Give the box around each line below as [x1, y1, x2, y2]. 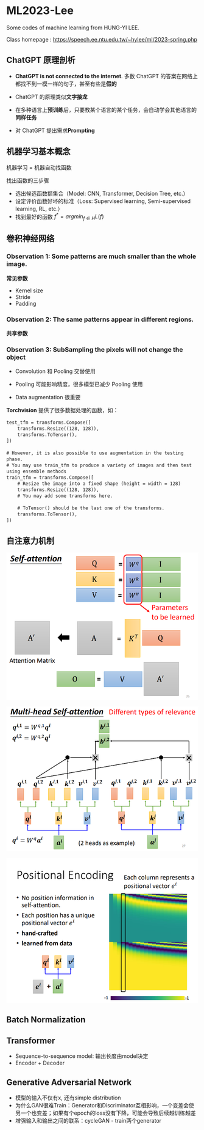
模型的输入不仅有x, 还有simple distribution [15, 1094, 121, 1101]
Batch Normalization [6, 1014, 86, 1025]
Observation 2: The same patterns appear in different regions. [6, 315, 194, 323]
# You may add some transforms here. [17, 493, 113, 499]
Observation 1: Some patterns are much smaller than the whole [6, 252, 197, 260]
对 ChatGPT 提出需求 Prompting [15, 127, 96, 134]
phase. [6, 456, 23, 462]
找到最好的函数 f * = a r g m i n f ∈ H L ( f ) [15, 212, 104, 222]
